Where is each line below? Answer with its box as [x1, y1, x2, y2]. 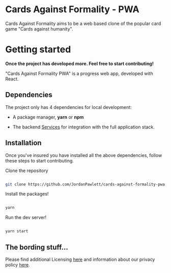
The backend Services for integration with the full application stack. [12, 124, 155, 130]
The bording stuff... [5, 243, 69, 252]
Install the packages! [5, 191, 49, 197]
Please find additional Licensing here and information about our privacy [5, 256, 155, 262]
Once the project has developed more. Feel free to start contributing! [5, 60, 154, 67]
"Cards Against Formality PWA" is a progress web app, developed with [5, 70, 154, 76]
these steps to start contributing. [5, 157, 74, 163]
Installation [5, 139, 42, 147]
